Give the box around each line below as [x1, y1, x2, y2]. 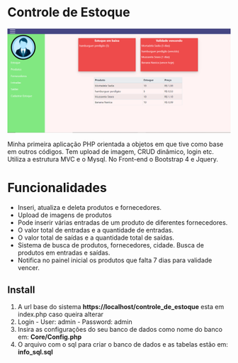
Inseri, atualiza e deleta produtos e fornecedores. [17, 203, 161, 211]
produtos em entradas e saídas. [17, 248, 110, 257]
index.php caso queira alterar [17, 310, 104, 319]
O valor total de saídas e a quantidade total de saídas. [17, 233, 175, 242]
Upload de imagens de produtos [17, 211, 112, 219]
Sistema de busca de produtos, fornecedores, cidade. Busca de [17, 240, 204, 249]
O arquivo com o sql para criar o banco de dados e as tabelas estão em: [17, 340, 229, 349]
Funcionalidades [7, 179, 108, 196]
